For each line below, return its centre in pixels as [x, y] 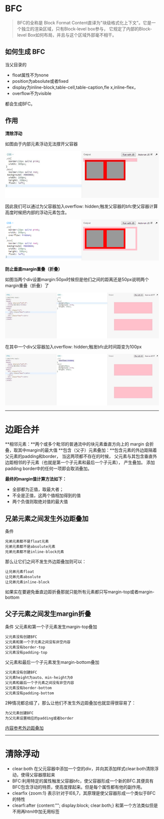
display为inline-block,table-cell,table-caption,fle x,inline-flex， [75, 87]
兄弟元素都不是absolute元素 [30, 547]
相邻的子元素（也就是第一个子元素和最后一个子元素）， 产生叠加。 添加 [84, 463]
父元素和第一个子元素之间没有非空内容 [38, 642]
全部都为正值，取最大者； [38, 490]
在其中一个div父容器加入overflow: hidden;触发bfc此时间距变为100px [73, 347]
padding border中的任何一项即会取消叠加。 [48, 468]
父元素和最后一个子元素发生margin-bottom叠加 [52, 662]
